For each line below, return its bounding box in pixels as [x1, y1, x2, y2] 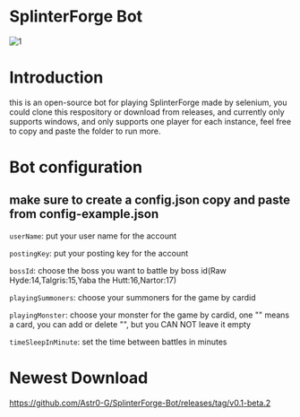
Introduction [9, 67, 104, 88]
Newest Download [9, 368, 149, 388]
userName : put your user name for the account [9, 230, 177, 241]
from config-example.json [9, 206, 159, 222]
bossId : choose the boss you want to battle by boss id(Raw [9, 265, 227, 275]
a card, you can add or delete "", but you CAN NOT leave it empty [9, 318, 252, 329]
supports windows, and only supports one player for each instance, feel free [9, 116, 292, 126]
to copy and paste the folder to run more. [9, 126, 161, 136]
